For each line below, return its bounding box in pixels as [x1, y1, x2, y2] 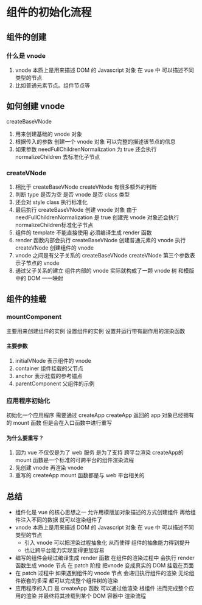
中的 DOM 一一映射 [15, 275, 64, 282]
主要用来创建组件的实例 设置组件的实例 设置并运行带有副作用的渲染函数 [6, 327, 186, 335]
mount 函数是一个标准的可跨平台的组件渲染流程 [15, 456, 134, 464]
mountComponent [6, 313, 62, 321]
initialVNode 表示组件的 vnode [15, 357, 91, 364]
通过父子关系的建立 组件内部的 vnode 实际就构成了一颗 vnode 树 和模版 [15, 267, 195, 274]
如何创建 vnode [6, 101, 65, 111]
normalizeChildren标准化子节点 [15, 221, 93, 228]
